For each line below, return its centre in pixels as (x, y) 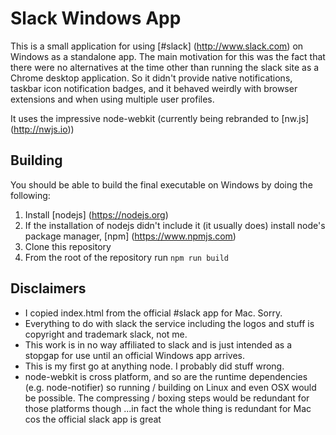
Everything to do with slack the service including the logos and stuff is (169, 323)
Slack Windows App (96, 18)
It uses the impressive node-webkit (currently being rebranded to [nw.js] (160, 118)
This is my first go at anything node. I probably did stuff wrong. (154, 366)
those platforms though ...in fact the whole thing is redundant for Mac (168, 408)
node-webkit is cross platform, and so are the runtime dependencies (166, 376)
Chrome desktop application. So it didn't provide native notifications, (151, 78)
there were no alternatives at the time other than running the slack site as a (165, 67)
